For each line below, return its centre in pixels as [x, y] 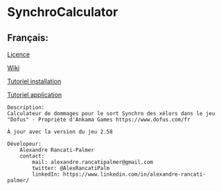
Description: [26, 108]
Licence [18, 54]
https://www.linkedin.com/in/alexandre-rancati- [134, 174]
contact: [32, 156]
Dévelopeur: [24, 144]
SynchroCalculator [63, 12]
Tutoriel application [35, 95]
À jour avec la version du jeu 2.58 [60, 132]
